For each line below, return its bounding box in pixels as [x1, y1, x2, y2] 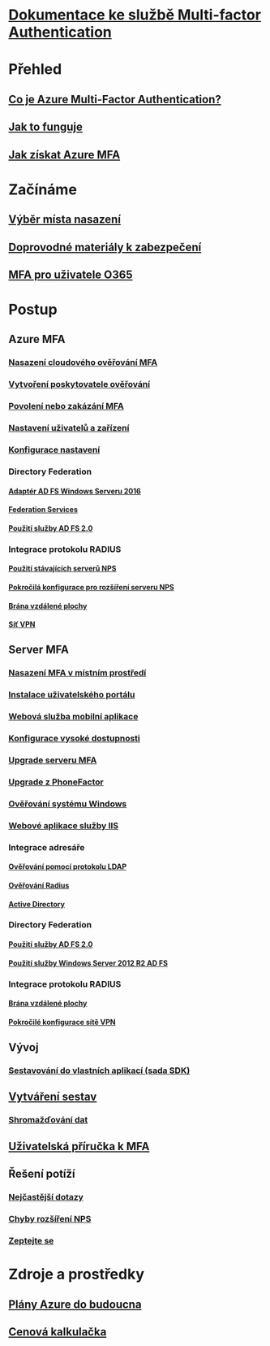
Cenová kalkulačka [8, 1325, 107, 1339]
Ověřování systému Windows [8, 798, 127, 810]
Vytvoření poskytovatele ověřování [8, 379, 151, 390]
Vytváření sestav [8, 1090, 97, 1104]
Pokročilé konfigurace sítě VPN [8, 1017, 116, 1027]
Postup [8, 301, 58, 319]
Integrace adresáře [8, 841, 85, 853]
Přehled [8, 60, 62, 79]
